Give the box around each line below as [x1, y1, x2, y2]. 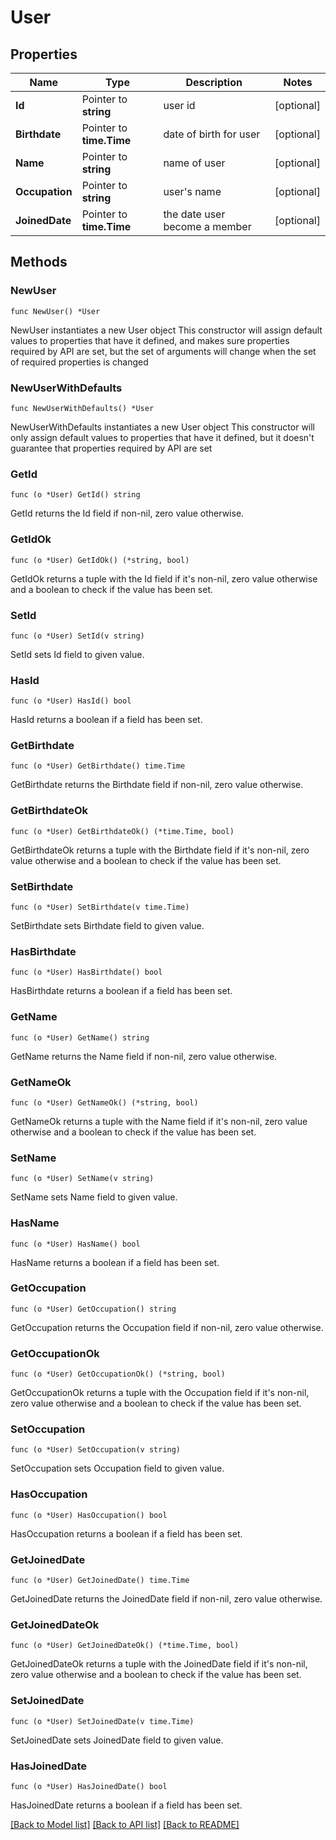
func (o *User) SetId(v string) [10, 631, 145, 641]
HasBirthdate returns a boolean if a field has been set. [10, 985, 233, 997]
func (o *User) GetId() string [10, 490, 141, 500]
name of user [163, 156, 226, 170]
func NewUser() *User [10, 306, 101, 316]
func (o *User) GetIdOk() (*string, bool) [10, 555, 190, 565]
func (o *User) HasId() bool [10, 696, 132, 706]
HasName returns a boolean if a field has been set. [10, 1256, 220, 1268]
